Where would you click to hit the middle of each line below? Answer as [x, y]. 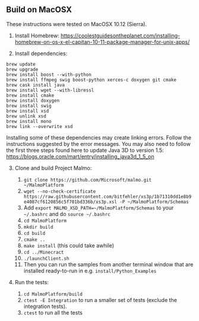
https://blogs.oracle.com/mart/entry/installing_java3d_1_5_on [80, 156]
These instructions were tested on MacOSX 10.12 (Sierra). [77, 24]
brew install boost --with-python [49, 74]
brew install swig [29, 106]
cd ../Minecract [44, 252]
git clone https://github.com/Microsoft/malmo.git [88, 180]
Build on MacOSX [39, 10]
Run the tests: [32, 282]
